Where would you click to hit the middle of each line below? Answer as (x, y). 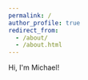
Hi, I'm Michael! (34, 67)
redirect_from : (34, 30)
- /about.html (39, 45)
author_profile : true (44, 23)
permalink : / (30, 15)
